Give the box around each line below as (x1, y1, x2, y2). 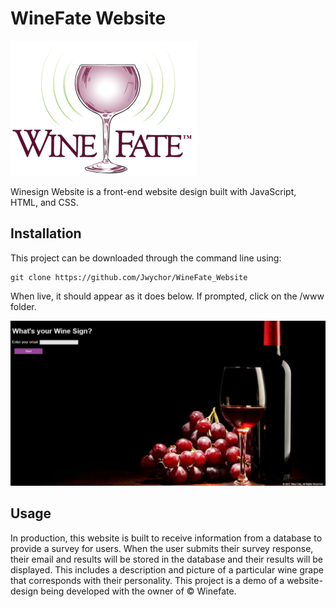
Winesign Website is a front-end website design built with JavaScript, (10, 185, 297, 197)
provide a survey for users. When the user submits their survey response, (10, 542, 314, 554)
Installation (10, 225, 82, 242)
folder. (10, 300, 37, 312)
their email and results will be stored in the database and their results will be (10, 553, 324, 565)
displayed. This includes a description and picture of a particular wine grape (10, 563, 324, 576)
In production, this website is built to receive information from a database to (10, 532, 323, 544)
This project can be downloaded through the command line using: (10, 252, 282, 264)
